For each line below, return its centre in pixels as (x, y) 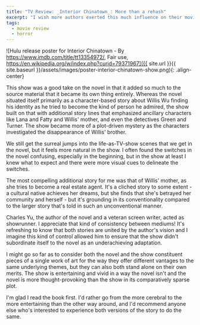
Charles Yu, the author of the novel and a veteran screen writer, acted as (95, 218)
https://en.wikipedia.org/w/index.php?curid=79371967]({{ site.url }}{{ (91, 64)
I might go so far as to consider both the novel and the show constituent (94, 255)
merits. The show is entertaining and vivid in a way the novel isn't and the (96, 273)
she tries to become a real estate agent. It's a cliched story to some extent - (99, 187)
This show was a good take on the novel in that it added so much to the (94, 88)
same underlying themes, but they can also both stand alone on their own (96, 267)
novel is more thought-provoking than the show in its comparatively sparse (98, 280)
